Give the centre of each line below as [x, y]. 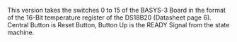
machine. [21, 32]
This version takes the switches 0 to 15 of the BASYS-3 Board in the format [117, 10]
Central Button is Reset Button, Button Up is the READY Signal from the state [118, 25]
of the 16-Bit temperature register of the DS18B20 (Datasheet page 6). [110, 17]
